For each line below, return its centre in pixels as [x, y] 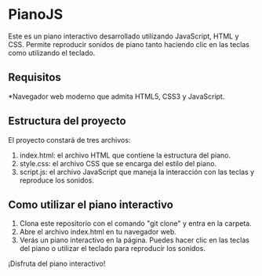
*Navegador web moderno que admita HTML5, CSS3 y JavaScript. [116, 96]
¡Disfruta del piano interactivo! [57, 263]
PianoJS [36, 15]
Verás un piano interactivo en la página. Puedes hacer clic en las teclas [134, 240]
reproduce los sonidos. [56, 180]
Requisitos [35, 77]
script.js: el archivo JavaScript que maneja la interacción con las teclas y [137, 172]
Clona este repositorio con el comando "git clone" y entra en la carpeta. [136, 223]
